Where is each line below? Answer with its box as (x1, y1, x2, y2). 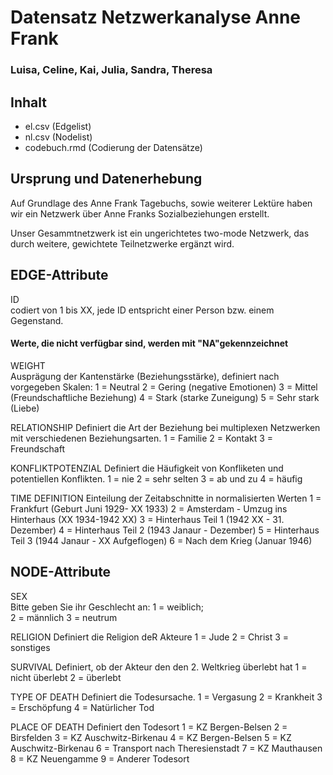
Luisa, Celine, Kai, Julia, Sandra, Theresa (10, 63, 213, 77)
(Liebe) (10, 402, 40, 414)
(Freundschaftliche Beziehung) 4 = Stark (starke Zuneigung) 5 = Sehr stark (10, 391, 320, 403)
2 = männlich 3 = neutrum (10, 611, 118, 623)
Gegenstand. (10, 314, 64, 326)
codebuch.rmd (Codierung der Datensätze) (24, 141, 203, 153)
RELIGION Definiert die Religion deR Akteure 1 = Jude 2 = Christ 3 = (10, 631, 290, 643)
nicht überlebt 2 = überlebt (10, 671, 122, 683)
